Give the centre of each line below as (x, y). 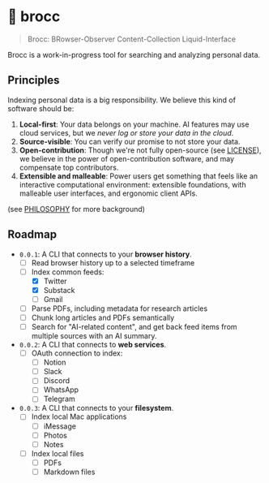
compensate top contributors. (69, 167)
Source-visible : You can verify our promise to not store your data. (130, 141)
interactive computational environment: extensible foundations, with (132, 184)
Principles (34, 80)
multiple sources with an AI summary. (94, 336)
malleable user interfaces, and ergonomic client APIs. (108, 193)
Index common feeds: (68, 272)
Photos (56, 435)
